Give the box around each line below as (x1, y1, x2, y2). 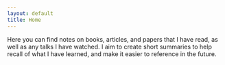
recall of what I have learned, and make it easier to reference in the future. (7, 49, 217, 58)
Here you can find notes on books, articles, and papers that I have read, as (7, 35, 218, 43)
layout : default (7, 10, 54, 17)
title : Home (7, 16, 41, 23)
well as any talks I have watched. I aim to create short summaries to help (7, 42, 213, 51)
